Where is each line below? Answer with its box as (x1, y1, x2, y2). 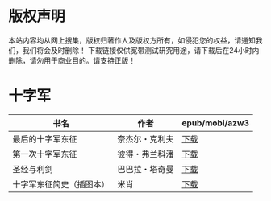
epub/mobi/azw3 (181, 117, 250, 129)
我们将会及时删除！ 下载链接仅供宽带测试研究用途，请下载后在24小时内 (22, 45, 260, 55)
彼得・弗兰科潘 (117, 148, 175, 159)
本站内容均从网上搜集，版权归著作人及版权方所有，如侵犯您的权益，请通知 (8, 35, 256, 45)
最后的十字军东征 (12, 133, 78, 145)
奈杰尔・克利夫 (117, 133, 175, 145)
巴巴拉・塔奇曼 (117, 163, 175, 174)
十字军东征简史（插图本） (12, 178, 110, 190)
